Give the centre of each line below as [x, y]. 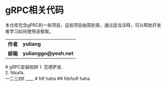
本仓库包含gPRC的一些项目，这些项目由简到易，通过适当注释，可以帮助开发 [83, 25]
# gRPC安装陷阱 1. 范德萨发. [34, 67]
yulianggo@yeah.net [48, 53]
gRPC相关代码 [34, 10]
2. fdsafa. [15, 72]
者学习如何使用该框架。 [29, 31]
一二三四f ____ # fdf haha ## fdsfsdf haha [47, 78]
